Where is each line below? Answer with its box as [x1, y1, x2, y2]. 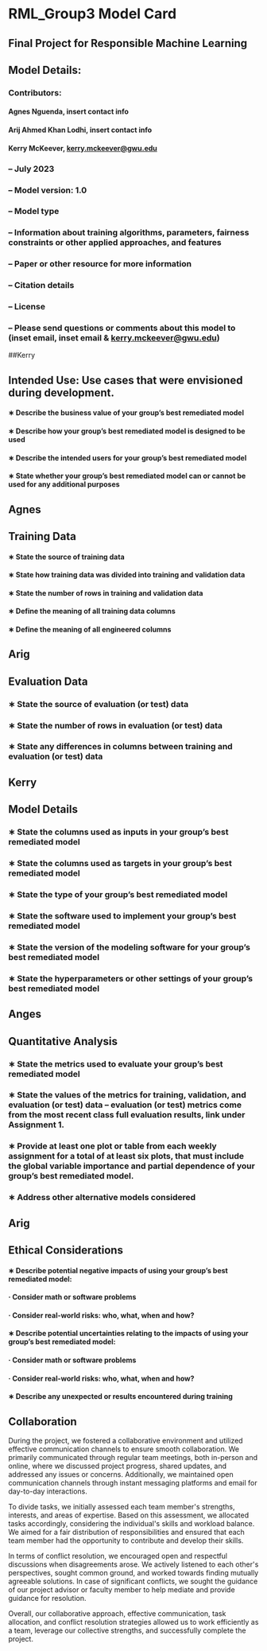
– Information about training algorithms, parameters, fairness [8, 227, 250, 239]
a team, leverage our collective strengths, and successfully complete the [8, 1626, 246, 1635]
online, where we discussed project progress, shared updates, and [8, 1461, 227, 1471]
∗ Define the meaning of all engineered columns [8, 624, 172, 634]
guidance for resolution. [8, 1594, 87, 1603]
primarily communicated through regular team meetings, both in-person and [8, 1453, 258, 1463]
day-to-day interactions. [8, 1486, 87, 1496]
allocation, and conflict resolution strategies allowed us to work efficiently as [8, 1618, 259, 1627]
